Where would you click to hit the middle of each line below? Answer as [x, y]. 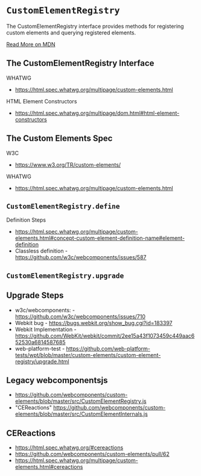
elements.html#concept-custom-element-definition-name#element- [100, 238]
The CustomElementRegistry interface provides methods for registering [95, 26]
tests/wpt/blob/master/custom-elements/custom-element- [88, 355]
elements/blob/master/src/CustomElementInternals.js [81, 414]
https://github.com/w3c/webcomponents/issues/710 [80, 317]
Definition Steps [26, 220]
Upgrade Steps [35, 296]
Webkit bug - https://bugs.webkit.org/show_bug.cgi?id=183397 [94, 323]
